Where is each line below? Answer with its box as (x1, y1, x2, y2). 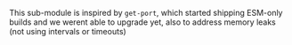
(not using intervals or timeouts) (9, 26, 126, 36)
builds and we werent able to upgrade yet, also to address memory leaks (9, 17, 276, 27)
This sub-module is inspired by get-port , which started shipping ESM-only (9, 8, 283, 18)
